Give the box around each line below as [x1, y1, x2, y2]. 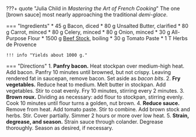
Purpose [6, 35, 27, 41]
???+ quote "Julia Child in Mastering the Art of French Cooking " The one [6, 5, 180, 12]
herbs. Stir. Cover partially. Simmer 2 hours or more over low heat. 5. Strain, [6, 112, 189, 119]
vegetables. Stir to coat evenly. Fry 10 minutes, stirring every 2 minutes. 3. [6, 87, 185, 94]
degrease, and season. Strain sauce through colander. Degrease [6, 118, 163, 125]
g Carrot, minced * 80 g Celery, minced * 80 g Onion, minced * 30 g [6, 29, 171, 36]
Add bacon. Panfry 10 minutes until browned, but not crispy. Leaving [6, 69, 171, 75]
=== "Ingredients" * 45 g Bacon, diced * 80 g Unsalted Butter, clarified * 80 [6, 23, 189, 29]
